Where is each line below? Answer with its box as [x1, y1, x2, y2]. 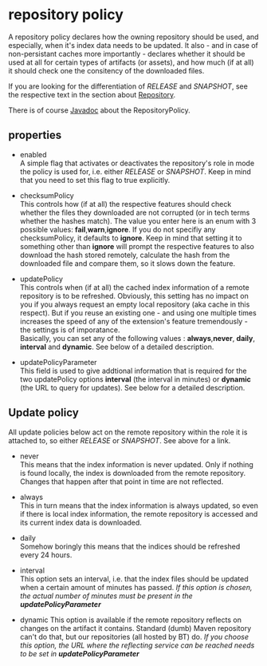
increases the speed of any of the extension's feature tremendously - [19, 316, 249, 326]
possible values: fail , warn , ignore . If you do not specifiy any [19, 224, 216, 234]
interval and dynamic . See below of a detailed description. [19, 342, 214, 351]
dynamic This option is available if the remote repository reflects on [19, 615, 241, 624]
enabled [19, 149, 47, 159]
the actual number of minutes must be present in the [19, 591, 193, 601]
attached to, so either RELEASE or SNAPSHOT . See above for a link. [8, 435, 231, 445]
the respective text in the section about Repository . [8, 89, 176, 99]
